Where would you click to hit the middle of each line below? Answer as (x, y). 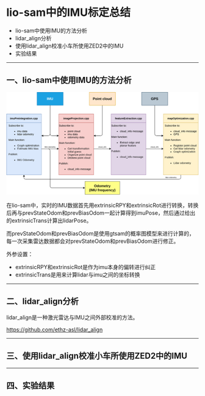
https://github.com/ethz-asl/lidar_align (55, 329)
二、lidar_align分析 (43, 302)
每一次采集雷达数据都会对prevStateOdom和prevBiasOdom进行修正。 (93, 241)
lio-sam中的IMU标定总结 (69, 13)
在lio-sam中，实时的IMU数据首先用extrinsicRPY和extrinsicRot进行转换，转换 (103, 205)
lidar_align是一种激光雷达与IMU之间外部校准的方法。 (72, 317)
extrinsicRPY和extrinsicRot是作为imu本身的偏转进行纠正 (85, 267)
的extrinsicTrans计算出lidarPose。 (49, 220)
